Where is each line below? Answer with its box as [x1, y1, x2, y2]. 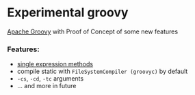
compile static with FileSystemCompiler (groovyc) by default [16, 67, 188, 76]
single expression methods [16, 60, 94, 68]
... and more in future [16, 82, 77, 90]
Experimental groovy [7, 5, 129, 21]
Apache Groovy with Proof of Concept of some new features [7, 27, 179, 36]
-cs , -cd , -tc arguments [16, 74, 84, 83]
